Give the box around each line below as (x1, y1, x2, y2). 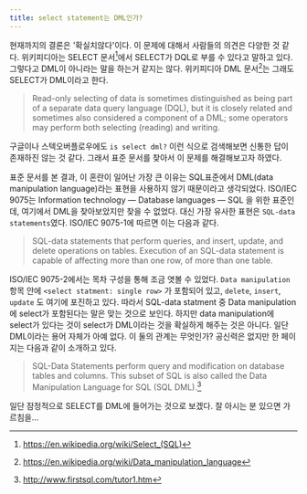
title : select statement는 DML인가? (9, 13, 143, 23)
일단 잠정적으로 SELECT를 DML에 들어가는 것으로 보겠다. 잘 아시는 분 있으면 (9, 400, 281, 411)
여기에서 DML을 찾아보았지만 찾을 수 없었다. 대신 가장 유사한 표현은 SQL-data (21, 205, 295, 216)
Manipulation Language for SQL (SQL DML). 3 (31, 380, 202, 393)
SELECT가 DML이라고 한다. (9, 74, 109, 85)
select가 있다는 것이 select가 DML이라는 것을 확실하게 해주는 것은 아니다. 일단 (9, 319, 290, 330)
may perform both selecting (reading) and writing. (31, 121, 221, 132)
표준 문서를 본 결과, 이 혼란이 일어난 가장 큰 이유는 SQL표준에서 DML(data (9, 171, 274, 183)
